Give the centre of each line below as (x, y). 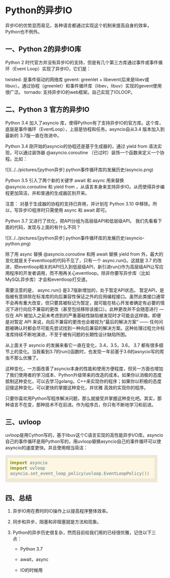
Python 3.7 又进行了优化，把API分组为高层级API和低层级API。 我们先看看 (81, 221)
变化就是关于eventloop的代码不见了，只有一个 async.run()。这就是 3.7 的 (81, 260)
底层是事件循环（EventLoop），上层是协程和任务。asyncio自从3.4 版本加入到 (85, 129)
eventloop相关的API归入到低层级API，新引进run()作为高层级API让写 (89, 267)
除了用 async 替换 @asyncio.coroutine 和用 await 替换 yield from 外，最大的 (84, 254)
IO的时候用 (31, 570)
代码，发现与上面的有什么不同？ (47, 227)
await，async (34, 559)
